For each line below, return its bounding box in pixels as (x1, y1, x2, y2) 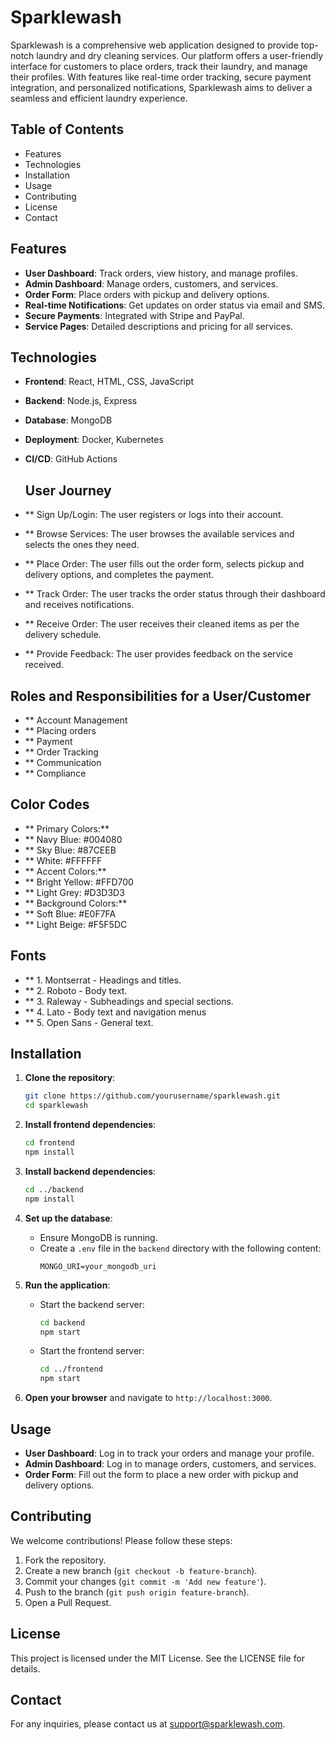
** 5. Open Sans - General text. (24, 1016, 154, 1028)
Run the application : (24, 1279, 111, 1291)
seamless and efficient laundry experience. (10, 92, 188, 104)
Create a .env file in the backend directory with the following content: (39, 1242, 322, 1254)
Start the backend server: (39, 1298, 146, 1310)
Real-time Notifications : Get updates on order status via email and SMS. (24, 299, 326, 311)
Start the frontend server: (39, 1345, 145, 1357)
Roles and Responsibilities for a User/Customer (10, 687, 312, 705)
